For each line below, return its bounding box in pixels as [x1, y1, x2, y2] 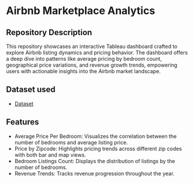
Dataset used [6, 85, 56, 95]
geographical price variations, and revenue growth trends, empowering [6, 61, 178, 68]
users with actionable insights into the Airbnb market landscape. [6, 68, 161, 74]
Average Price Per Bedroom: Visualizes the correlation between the [14, 133, 177, 140]
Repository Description [6, 27, 92, 37]
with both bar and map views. [14, 151, 86, 158]
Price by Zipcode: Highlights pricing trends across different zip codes [14, 145, 182, 152]
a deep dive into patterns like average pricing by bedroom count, [6, 56, 162, 62]
